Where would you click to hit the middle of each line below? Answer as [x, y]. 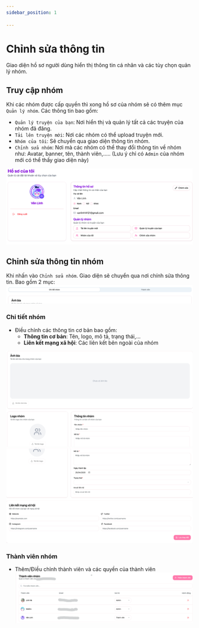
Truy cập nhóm [35, 90]
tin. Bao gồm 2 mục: [31, 282]
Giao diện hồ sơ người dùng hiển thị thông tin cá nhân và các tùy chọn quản [99, 65]
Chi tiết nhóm [26, 317]
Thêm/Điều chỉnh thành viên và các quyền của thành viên [85, 569]
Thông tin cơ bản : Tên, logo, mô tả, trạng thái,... [82, 336]
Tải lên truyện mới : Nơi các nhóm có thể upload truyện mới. [89, 135]
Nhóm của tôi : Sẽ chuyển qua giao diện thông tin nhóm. [82, 141]
